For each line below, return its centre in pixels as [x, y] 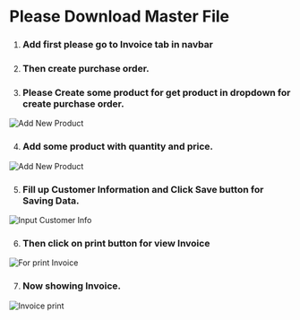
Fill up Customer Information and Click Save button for [143, 189]
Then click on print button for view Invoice [116, 243]
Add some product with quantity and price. [117, 147]
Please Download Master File [120, 17]
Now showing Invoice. [72, 286]
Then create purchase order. [86, 69]
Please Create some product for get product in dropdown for [156, 92]
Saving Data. [51, 201]
